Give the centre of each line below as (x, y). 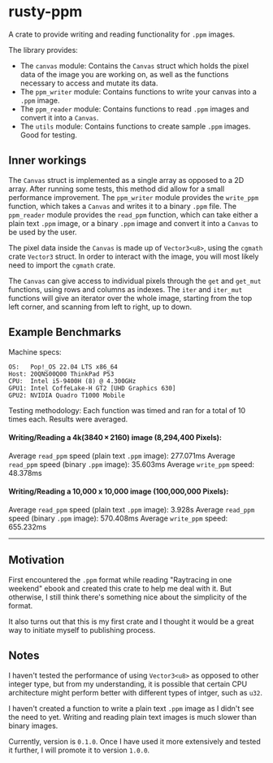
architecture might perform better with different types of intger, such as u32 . (135, 692)
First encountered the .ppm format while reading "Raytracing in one (120, 579)
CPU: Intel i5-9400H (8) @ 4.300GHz (72, 381)
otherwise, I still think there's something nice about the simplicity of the (128, 597)
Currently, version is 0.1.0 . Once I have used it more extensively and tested (135, 741)
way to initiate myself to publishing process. (82, 630)
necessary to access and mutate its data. (89, 83)
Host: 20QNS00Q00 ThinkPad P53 (61, 374)
